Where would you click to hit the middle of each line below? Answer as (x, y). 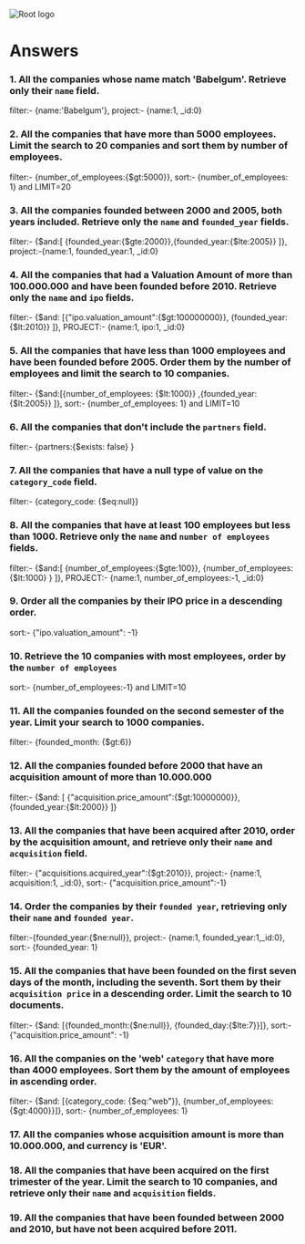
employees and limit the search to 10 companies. (120, 374)
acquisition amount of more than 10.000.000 (111, 777)
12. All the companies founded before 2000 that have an (136, 766)
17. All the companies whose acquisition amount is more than (147, 1134)
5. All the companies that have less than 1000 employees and (147, 351)
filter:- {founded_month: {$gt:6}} (71, 742)
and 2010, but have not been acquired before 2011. (123, 1228)
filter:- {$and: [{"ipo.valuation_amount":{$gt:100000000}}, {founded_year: (149, 317)
